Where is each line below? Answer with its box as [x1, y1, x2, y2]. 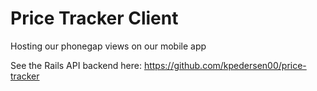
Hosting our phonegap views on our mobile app [10, 40, 207, 52]
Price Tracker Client [10, 7, 179, 30]
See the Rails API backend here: [10, 59, 142, 71]
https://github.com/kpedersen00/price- [143, 59, 307, 71]
